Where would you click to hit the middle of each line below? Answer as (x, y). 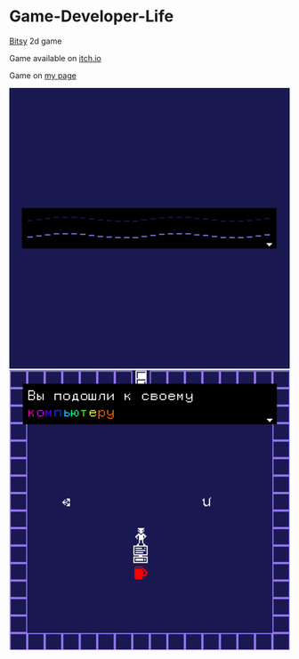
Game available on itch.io (56, 58)
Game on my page (43, 75)
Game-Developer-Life (92, 16)
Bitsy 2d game (36, 41)
